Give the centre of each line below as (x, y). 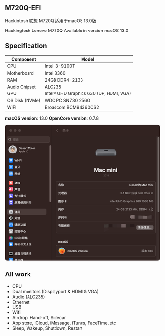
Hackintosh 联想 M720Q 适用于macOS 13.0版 (51, 20)
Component (24, 59)
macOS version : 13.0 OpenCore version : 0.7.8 (52, 118)
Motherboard (21, 73)
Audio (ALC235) (28, 297)
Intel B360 (55, 73)
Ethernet (21, 302)
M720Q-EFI (23, 8)
